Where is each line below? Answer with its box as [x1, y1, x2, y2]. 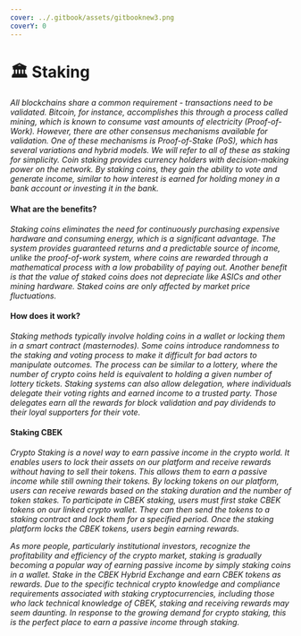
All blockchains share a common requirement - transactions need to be [10, 98, 273, 108]
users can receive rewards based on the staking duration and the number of [10, 486, 292, 496]
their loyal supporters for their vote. [10, 407, 141, 417]
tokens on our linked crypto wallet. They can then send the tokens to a [10, 504, 271, 515]
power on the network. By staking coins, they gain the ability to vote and [10, 164, 278, 175]
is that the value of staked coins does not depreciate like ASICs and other [10, 271, 282, 282]
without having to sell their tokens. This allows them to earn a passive [10, 467, 268, 477]
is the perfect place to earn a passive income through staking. [10, 617, 240, 628]
